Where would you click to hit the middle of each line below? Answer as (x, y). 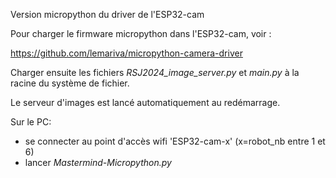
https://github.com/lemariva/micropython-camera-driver (126, 53)
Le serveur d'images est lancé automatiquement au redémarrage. (145, 102)
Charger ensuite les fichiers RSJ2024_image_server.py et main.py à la (155, 72)
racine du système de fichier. (70, 83)
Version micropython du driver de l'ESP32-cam (107, 14)
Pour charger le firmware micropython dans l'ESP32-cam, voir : (141, 33)
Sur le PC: (31, 122)
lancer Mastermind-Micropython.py (98, 162)
